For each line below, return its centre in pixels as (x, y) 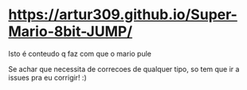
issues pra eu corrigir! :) (47, 77)
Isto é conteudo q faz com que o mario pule (80, 53)
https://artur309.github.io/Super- (123, 15)
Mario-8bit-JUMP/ (71, 31)
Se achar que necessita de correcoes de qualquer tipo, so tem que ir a (124, 68)
